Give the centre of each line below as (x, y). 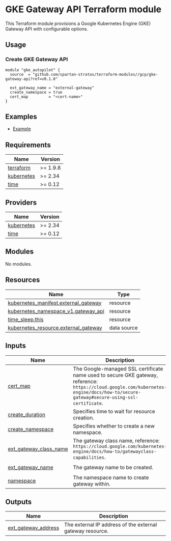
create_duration (27, 414)
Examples (21, 117)
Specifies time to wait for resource (114, 411)
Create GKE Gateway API (37, 60)
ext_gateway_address (34, 528)
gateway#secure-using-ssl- (106, 397)
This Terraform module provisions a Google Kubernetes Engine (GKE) (78, 23)
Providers (21, 202)
